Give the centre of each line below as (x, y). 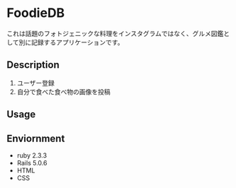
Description (33, 65)
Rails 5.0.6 (32, 163)
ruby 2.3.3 (32, 155)
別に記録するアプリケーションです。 (71, 42)
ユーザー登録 (35, 83)
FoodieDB (36, 13)
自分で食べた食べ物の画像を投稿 (63, 92)
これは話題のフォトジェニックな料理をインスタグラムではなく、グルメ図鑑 (115, 33)
